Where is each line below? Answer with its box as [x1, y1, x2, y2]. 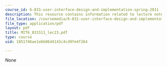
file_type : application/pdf [5, 21, 64, 26]
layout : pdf [5, 26, 30, 31]
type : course [5, 35, 32, 40]
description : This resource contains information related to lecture [5, 12, 153, 17]
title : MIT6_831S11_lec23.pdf [5, 30, 68, 35]
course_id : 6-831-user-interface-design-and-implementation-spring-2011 [5, 7, 159, 12]
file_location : [5, 16, 37, 21]
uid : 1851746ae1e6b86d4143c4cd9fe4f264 [5, 39, 88, 44]
